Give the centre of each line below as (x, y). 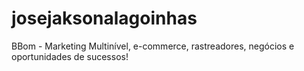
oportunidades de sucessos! (70, 56)
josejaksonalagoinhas (104, 18)
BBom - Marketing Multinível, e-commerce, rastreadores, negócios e (153, 46)
